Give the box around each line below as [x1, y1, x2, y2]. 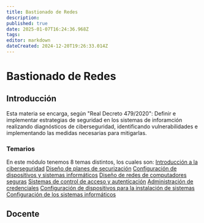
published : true [6, 20, 48, 26]
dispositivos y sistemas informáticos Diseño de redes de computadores [6, 172, 187, 179]
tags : [6, 32, 20, 38]
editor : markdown [6, 37, 51, 43]
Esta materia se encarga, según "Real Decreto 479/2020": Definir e [6, 109, 176, 117]
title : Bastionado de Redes [6, 9, 78, 15]
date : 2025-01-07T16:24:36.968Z [6, 26, 89, 32]
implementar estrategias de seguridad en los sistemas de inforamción [6, 116, 183, 123]
